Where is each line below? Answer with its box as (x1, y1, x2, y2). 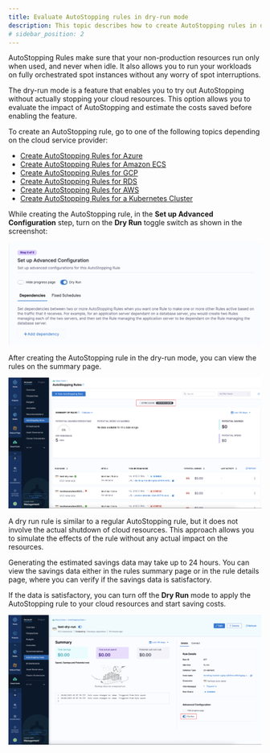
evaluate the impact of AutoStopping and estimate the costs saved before (8, 103, 252, 113)
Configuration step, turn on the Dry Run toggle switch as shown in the (8, 218, 243, 228)
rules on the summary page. (8, 361, 102, 371)
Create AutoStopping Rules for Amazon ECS (19, 159, 166, 169)
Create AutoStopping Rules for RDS (19, 177, 138, 187)
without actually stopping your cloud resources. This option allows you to (8, 94, 251, 104)
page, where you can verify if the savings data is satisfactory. (8, 574, 212, 584)
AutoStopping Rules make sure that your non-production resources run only (8, 53, 260, 63)
